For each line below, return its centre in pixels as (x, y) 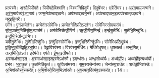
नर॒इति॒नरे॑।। (16, 19)
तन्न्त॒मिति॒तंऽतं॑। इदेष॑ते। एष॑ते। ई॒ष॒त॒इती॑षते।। (41, 53)
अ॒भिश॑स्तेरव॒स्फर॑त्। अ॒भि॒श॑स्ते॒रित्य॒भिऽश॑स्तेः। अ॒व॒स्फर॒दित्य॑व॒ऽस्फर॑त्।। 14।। (67, 70)
